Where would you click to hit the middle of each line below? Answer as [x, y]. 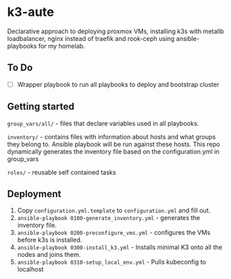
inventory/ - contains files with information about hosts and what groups [112, 136]
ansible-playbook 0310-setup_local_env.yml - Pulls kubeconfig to [112, 262]
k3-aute [31, 12]
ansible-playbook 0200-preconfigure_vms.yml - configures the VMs [114, 233]
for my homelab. [61, 46]
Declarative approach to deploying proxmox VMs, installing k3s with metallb [115, 31]
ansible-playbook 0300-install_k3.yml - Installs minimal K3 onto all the [120, 247]
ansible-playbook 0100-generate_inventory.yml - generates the [109, 218]
